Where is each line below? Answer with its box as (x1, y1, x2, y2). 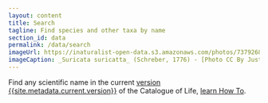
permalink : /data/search (8, 41, 91, 49)
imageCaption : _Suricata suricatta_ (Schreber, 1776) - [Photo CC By (8, 56, 245, 64)
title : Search (8, 19, 56, 27)
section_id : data (8, 33, 66, 42)
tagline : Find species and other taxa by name (8, 26, 166, 34)
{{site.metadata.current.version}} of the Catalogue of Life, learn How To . (8, 86, 246, 95)
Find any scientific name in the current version (8, 77, 161, 87)
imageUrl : (8, 48, 41, 56)
